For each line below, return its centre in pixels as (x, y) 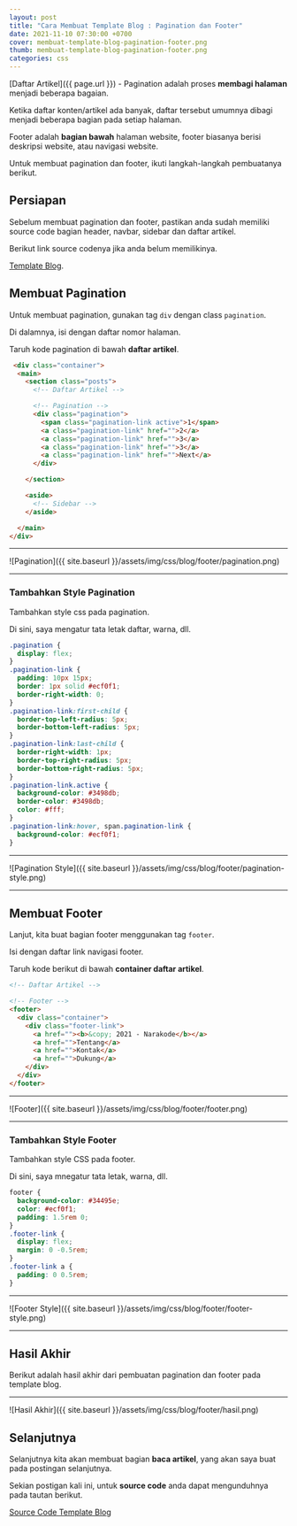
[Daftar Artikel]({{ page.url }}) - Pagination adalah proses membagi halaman (148, 84)
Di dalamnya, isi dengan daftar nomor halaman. (95, 332)
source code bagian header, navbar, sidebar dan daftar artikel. (123, 231)
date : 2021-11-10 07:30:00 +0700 (71, 34)
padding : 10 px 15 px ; (55, 678)
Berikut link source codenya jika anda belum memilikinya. (114, 248)
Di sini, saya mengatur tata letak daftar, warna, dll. (100, 628)
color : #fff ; (41, 810)
